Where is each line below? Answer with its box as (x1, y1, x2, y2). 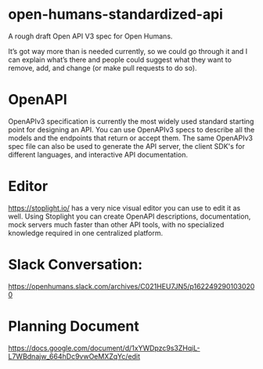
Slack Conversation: (8, 256, 143, 273)
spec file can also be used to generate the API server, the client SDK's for (8, 141, 245, 150)
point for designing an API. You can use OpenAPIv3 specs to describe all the (8, 125, 255, 134)
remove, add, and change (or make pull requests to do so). (8, 63, 197, 72)
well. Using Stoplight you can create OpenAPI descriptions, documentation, (8, 212, 251, 221)
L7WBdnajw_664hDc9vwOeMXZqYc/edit (8, 351, 141, 361)
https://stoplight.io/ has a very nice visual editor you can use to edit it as (8, 203, 241, 212)
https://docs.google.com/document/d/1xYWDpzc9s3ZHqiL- (8, 343, 201, 353)
